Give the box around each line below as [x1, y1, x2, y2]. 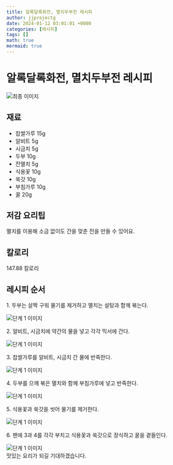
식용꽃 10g [15, 167, 41, 175]
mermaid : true [6, 43, 43, 49]
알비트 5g [15, 137, 39, 144]
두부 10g [15, 152, 36, 159]
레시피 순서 [6, 284, 46, 295]
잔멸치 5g [15, 160, 39, 167]
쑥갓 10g [15, 175, 36, 183]
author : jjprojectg [6, 15, 56, 21]
